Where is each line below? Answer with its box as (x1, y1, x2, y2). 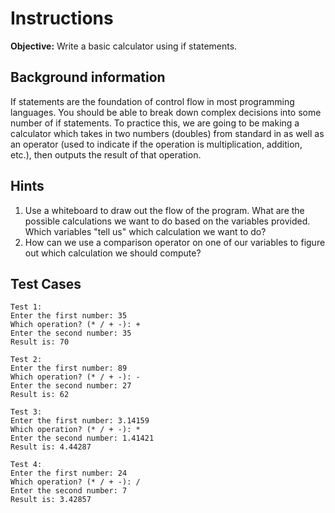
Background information (10, 69, 166, 86)
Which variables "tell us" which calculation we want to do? (24, 225, 267, 237)
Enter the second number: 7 (10, 486, 128, 496)
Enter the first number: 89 (10, 363, 128, 374)
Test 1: (10, 302, 43, 312)
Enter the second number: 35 (10, 328, 132, 339)
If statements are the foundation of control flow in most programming (10, 95, 295, 107)
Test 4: (10, 460, 43, 470)
